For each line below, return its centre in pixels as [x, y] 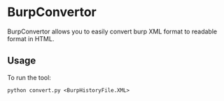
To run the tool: [29, 77]
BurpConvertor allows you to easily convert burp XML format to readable [112, 31]
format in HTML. [31, 38]
